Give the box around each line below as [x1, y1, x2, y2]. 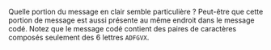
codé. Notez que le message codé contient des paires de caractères [8, 24, 237, 33]
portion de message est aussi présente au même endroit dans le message [8, 15, 255, 25]
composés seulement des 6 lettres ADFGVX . [8, 32, 150, 42]
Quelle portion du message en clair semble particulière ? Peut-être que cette [8, 7, 264, 16]
